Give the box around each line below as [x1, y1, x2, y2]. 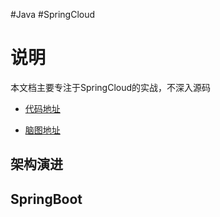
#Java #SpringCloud [10, 9, 96, 20]
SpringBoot [10, 190, 83, 208]
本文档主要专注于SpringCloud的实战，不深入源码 [10, 81, 212, 93]
